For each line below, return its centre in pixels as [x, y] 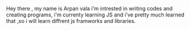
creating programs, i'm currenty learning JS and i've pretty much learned [95, 15]
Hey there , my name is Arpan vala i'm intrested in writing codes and [89, 9]
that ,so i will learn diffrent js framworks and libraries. [71, 21]
